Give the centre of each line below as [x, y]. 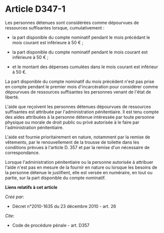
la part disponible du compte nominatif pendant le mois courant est [80, 52]
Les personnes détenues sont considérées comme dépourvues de [72, 23]
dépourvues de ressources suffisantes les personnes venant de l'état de [78, 92]
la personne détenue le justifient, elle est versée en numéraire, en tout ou [79, 172]
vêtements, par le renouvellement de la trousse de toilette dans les [72, 142]
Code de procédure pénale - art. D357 [51, 225]
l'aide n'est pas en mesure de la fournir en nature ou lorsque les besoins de [81, 167]
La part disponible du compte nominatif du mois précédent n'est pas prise [80, 81]
